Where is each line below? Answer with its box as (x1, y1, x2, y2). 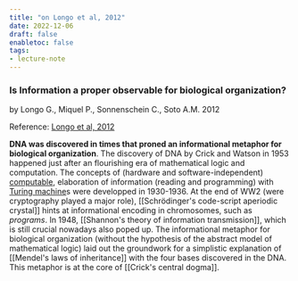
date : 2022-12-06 (9, 21, 74, 30)
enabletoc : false (9, 37, 74, 47)
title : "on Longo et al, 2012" (9, 12, 126, 22)
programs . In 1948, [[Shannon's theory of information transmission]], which (9, 215, 287, 226)
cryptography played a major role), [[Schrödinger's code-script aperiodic (9, 195, 278, 206)
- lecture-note (9, 54, 66, 63)
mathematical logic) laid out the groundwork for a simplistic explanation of (9, 243, 282, 254)
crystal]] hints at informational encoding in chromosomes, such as (9, 205, 252, 216)
